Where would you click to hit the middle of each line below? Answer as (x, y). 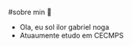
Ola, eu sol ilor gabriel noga (64, 27)
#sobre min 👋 (30, 12)
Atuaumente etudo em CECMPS (72, 35)
